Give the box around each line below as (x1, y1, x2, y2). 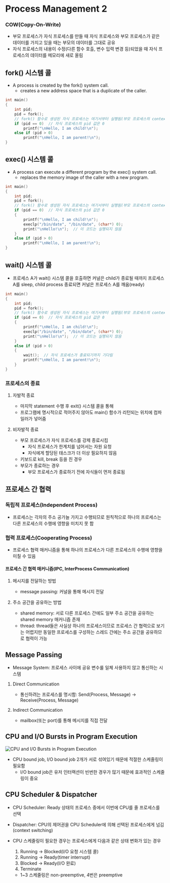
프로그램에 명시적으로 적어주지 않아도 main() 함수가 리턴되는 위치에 (20, 409, 153, 415)
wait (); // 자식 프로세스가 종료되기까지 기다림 (23, 353, 113, 358)
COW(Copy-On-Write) (5, 21, 61, 28)
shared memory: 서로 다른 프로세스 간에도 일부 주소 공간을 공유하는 (20, 610, 154, 616)
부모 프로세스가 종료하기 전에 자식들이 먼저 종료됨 (27, 469, 125, 475)
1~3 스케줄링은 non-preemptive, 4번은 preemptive (20, 872, 123, 878)
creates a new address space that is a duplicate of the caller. (20, 88, 147, 94)
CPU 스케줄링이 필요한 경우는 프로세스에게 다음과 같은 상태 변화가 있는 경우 (12, 837, 161, 843)
